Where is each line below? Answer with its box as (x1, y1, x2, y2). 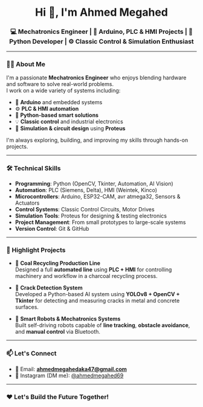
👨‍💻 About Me (6, 60, 45, 68)
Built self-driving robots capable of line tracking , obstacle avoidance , (14, 322, 190, 329)
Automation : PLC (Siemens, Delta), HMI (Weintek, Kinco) (14, 187, 158, 194)
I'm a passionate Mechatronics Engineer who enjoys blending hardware (6, 74, 187, 81)
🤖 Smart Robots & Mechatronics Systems (14, 315, 121, 323)
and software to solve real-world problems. (6, 80, 114, 87)
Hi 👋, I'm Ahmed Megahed (35, 5, 168, 19)
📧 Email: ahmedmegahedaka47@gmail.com (14, 365, 127, 372)
